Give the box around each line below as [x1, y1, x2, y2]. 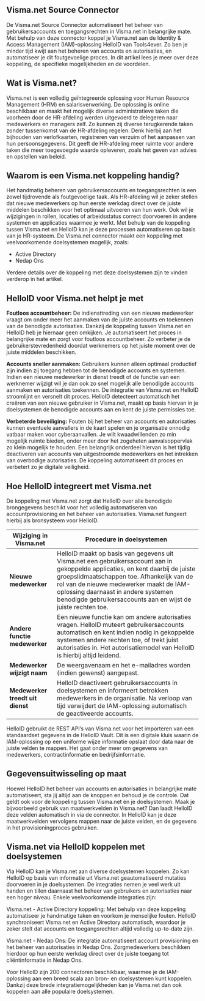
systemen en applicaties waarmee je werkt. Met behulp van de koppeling [6, 219, 190, 227]
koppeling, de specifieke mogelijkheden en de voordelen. [6, 60, 151, 67]
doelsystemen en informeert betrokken [57, 686, 169, 695]
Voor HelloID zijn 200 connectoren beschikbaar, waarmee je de [6, 968, 166, 975]
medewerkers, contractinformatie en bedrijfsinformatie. [6, 751, 146, 759]
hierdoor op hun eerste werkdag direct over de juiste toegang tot [6, 950, 169, 957]
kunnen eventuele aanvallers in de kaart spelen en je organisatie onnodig [6, 424, 190, 432]
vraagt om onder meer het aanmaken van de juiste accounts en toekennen [6, 316, 193, 323]
